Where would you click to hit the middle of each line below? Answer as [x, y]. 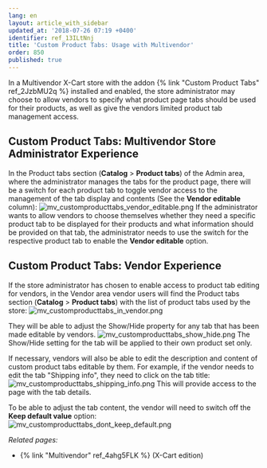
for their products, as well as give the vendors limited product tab [116, 107]
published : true [35, 60]
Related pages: [33, 439]
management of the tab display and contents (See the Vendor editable [125, 198]
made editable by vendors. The [129, 334]
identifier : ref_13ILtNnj [51, 38]
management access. [44, 116]
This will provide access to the [206, 384]
